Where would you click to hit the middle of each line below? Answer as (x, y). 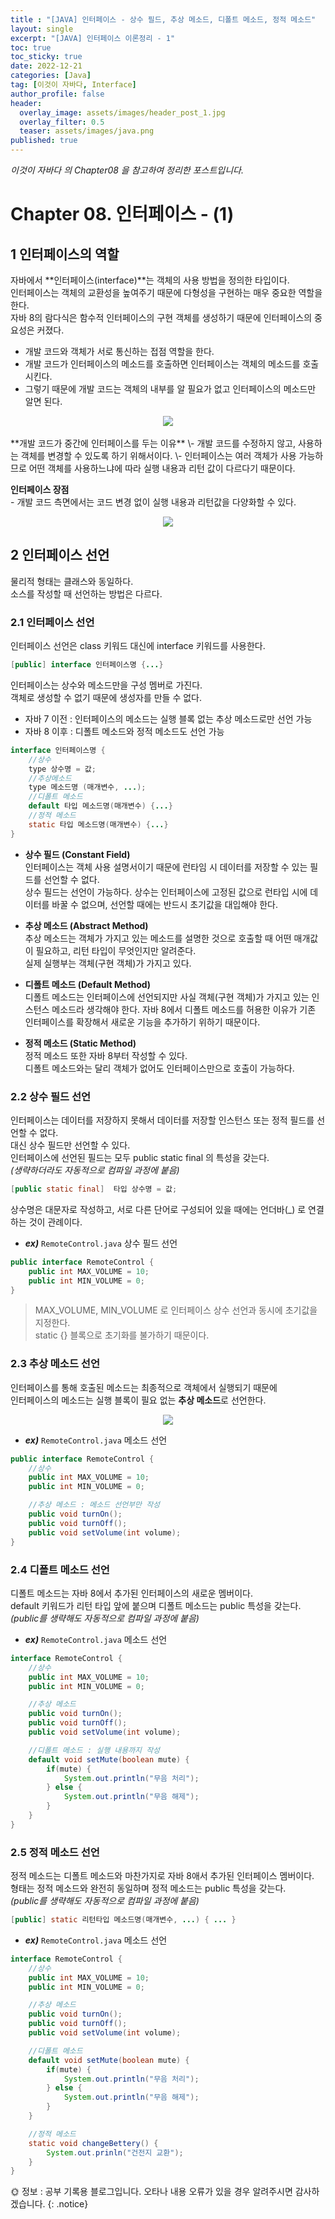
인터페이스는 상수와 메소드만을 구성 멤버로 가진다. (106, 685)
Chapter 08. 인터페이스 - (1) (122, 214)
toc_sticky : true (46, 57)
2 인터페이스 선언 (60, 555)
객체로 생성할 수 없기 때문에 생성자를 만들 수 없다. (106, 697)
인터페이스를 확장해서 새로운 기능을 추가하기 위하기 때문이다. (142, 1022)
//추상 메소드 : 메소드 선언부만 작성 (94, 1505)
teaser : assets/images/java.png (87, 131)
